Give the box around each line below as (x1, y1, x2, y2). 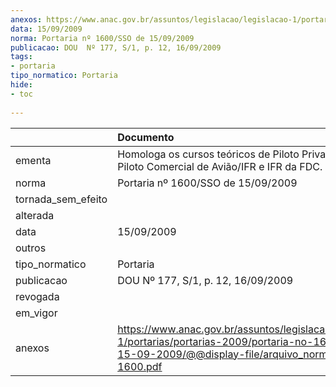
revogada (15, 289, 60, 303)
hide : (10, 80, 33, 90)
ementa (15, 153, 52, 167)
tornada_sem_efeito (15, 192, 108, 206)
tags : (10, 52, 33, 62)
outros (15, 241, 47, 255)
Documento (117, 130, 175, 144)
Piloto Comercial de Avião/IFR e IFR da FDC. (117, 159, 323, 173)
